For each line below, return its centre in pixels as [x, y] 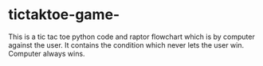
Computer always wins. [47, 53]
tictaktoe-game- [64, 15]
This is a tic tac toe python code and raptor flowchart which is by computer [131, 37]
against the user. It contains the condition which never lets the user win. [126, 45]
